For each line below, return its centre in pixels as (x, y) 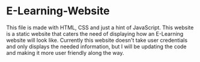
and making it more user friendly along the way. (65, 52)
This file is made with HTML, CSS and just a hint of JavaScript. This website (100, 27)
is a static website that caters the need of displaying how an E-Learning (95, 33)
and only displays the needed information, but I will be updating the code (97, 46)
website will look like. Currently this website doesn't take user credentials (97, 40)
